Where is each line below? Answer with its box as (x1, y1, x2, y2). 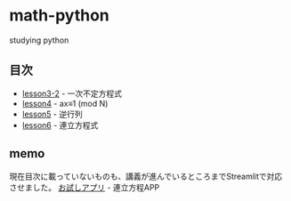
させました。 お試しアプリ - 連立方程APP (9, 181, 160, 192)
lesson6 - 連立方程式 (21, 119, 99, 130)
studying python (9, 35, 69, 45)
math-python (9, 5, 109, 26)
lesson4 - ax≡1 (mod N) (21, 98, 109, 109)
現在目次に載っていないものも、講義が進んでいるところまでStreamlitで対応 (9, 171, 283, 181)
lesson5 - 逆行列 (21, 109, 83, 119)
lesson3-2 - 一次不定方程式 (21, 88, 123, 99)
